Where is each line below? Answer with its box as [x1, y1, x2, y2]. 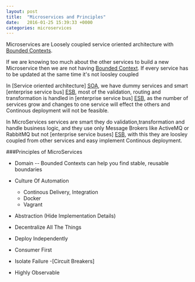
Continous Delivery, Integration [23, 188, 98, 196]
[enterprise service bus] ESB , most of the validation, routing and [6, 88, 161, 95]
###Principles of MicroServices [6, 149, 83, 156]
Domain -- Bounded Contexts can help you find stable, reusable [14, 160, 169, 167]
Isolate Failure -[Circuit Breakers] [14, 258, 95, 265]
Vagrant [23, 201, 43, 208]
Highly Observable [14, 269, 60, 276]
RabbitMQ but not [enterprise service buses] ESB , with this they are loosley [6, 131, 188, 138]
